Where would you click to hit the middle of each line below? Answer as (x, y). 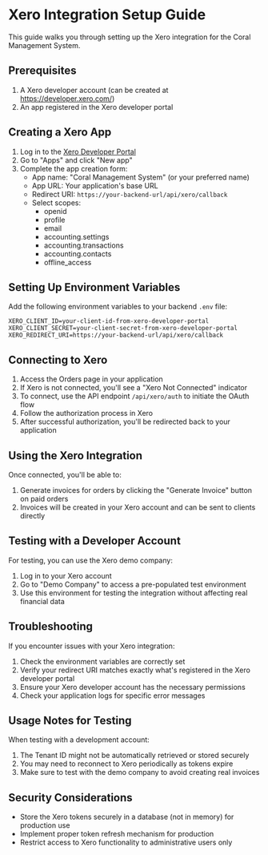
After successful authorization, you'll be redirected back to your (125, 421)
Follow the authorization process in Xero (86, 413)
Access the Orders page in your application (92, 379)
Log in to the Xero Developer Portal (78, 151)
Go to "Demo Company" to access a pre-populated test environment (133, 584)
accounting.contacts (78, 253)
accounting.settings (76, 236)
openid (55, 211)
